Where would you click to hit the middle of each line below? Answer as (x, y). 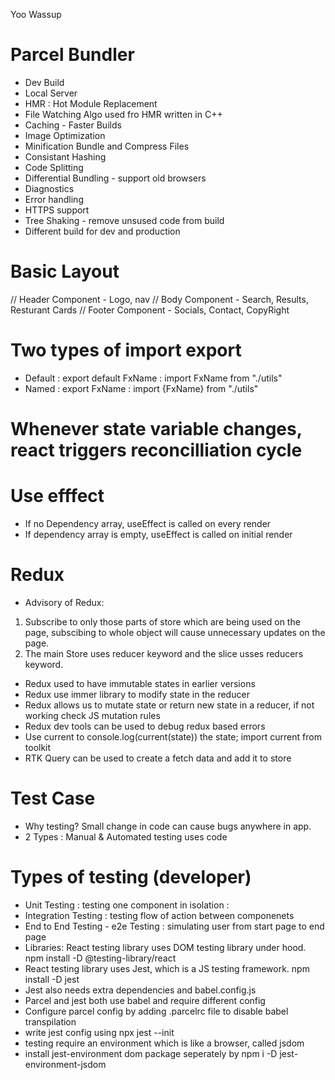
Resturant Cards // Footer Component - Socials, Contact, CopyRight (150, 310)
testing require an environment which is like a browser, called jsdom (164, 1043)
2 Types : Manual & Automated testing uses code (126, 836)
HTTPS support (57, 210)
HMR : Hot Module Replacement (91, 103)
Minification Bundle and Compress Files (107, 146)
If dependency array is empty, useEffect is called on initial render (158, 534)
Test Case (53, 798)
